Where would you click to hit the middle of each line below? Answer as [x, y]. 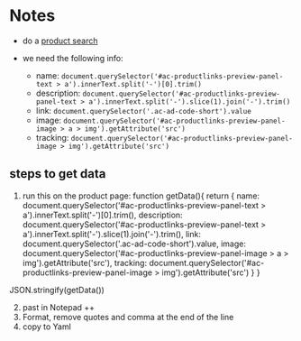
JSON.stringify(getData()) [57, 290]
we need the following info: [73, 58]
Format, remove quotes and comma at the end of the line [128, 317]
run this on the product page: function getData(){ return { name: [141, 196]
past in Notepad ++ [59, 307]
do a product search [60, 41]
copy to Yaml [47, 327]
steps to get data [58, 174]
